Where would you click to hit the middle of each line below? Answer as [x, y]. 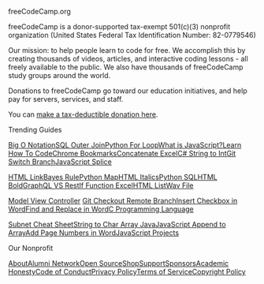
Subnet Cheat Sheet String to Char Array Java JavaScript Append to [117, 224]
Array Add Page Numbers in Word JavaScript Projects [94, 233]
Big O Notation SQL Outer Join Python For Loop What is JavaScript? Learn [125, 145]
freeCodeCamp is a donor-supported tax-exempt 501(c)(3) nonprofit [119, 26]
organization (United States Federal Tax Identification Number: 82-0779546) [132, 35]
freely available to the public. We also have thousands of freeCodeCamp [126, 67]
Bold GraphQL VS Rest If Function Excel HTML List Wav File [101, 185]
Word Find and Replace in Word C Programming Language [101, 209]
